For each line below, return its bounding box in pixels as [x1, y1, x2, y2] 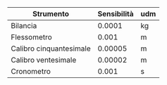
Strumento [32, 9, 69, 18]
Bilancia [11, 21, 37, 30]
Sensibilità [97, 9, 134, 18]
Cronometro [11, 67, 51, 76]
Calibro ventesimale [11, 55, 77, 65]
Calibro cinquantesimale [11, 44, 91, 53]
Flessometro [11, 32, 53, 41]
